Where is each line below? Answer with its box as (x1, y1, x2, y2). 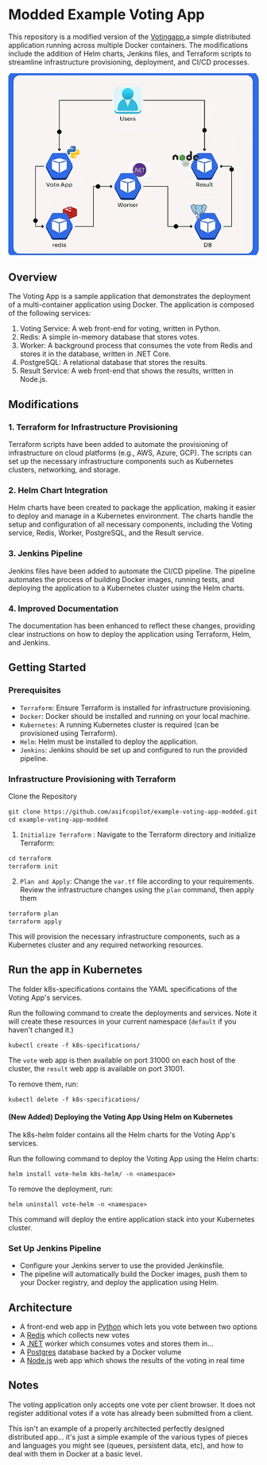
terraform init (8, 862, 59, 870)
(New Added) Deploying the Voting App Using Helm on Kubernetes (8, 1112, 234, 1122)
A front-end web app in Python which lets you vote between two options (19, 1322, 257, 1331)
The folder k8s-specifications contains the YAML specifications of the (8, 984, 238, 993)
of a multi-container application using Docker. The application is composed (8, 300, 254, 309)
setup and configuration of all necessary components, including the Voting (8, 519, 253, 530)
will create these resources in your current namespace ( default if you (8, 1016, 237, 1026)
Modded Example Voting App (8, 6, 205, 24)
